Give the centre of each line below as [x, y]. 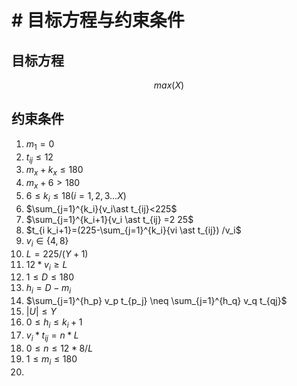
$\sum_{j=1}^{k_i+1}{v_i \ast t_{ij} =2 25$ [109, 219]
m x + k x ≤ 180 [54, 171]
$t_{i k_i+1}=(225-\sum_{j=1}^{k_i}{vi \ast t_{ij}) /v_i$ [133, 230]
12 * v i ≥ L [46, 265]
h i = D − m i [48, 289]
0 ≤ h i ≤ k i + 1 [54, 323]
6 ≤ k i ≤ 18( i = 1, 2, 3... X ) [76, 197]
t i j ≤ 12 [39, 158]
